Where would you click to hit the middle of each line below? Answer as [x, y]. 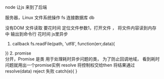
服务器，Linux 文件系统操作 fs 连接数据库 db [50, 18]
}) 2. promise [18, 53]
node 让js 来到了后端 [26, 7]
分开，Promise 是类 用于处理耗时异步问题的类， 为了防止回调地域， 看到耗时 [82, 59]
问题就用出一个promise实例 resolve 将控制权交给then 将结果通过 [70, 65]
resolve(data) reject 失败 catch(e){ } [41, 71]
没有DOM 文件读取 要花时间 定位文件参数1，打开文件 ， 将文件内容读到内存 [81, 28]
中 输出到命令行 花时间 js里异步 [37, 34]
